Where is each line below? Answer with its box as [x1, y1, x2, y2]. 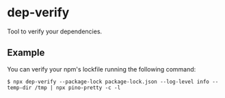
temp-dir [7, 84, 32, 91]
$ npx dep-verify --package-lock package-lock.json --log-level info [7, 78, 210, 85]
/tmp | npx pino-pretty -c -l [34, 84, 121, 91]
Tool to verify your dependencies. [7, 27, 103, 35]
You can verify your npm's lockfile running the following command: [7, 65, 196, 73]
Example [7, 47, 45, 59]
